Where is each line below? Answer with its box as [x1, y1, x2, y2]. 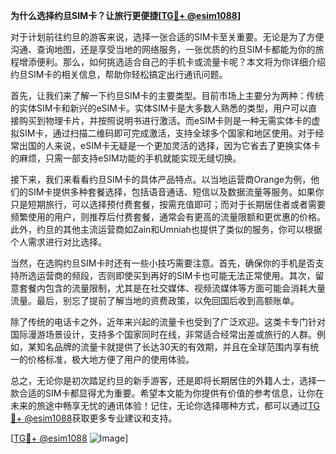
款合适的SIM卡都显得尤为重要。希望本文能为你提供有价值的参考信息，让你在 [10, 387, 325, 399]
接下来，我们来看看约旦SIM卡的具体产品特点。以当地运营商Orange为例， [10, 174, 312, 185]
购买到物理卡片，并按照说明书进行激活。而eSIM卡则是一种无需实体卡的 [18, 115, 312, 126]
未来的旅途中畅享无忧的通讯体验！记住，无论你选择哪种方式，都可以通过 [10, 400, 308, 411]
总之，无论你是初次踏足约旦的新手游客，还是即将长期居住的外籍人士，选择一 [10, 375, 326, 386]
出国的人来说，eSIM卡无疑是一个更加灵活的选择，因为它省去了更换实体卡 [18, 140, 321, 151]
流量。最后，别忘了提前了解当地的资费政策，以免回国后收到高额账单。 [10, 295, 300, 306]
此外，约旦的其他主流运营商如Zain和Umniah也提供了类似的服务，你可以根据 [10, 224, 323, 235]
